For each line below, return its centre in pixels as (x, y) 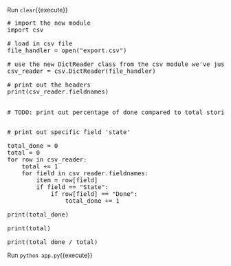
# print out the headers (49, 85)
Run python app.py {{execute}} (50, 255)
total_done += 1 (92, 201)
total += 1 (40, 167)
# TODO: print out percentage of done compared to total (105, 112)
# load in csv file (40, 44)
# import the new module (49, 23)
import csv (25, 30)
